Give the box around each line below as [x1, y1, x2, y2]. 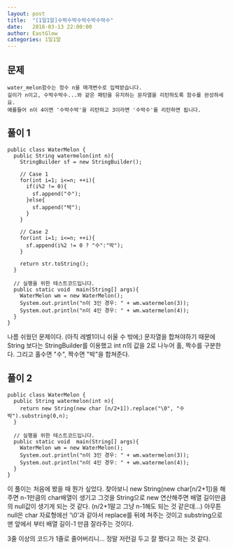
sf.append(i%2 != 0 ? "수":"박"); [25, 242, 124, 249]
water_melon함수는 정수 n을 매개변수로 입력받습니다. [7, 84, 142, 91]
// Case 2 [20, 228, 49, 235]
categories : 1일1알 [7, 36, 62, 43]
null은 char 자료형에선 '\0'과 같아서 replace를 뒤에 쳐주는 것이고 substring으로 [7, 511, 223, 519]
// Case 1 [20, 171, 49, 178]
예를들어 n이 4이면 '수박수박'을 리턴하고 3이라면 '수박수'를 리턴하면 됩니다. [7, 106, 202, 113]
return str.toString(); [20, 260, 90, 267]
